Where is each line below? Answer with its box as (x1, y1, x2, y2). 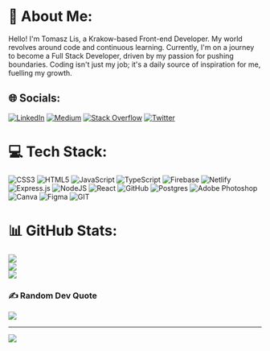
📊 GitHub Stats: (8, 221, 118, 240)
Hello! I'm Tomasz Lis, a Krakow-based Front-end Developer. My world (8, 34, 243, 43)
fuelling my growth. (8, 68, 72, 77)
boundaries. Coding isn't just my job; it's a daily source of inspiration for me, (8, 60, 261, 69)
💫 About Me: (8, 7, 93, 26)
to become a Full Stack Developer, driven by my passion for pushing (8, 51, 235, 60)
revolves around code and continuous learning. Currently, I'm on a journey (8, 42, 255, 52)
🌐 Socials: (8, 92, 61, 105)
